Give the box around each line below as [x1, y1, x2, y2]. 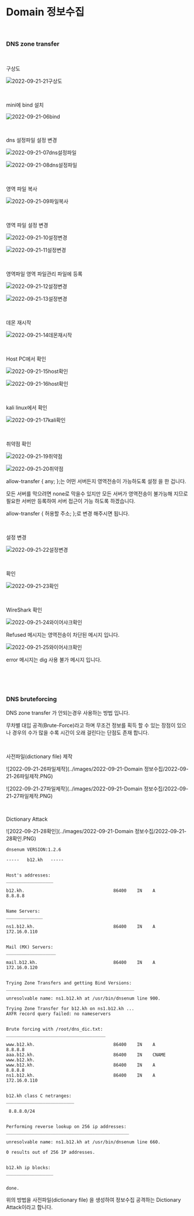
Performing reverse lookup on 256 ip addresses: [6, 1123, 127, 1129]
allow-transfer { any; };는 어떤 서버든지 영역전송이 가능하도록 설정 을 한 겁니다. [6, 478, 186, 485]
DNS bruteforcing [6, 695, 57, 704]
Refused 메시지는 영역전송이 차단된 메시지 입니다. [6, 631, 120, 638]
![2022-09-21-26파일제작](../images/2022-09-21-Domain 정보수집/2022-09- [6, 765, 189, 772]
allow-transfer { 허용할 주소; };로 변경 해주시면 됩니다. [6, 510, 130, 517]
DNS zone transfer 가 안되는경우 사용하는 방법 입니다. [6, 709, 130, 716]
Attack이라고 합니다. [6, 1203, 53, 1211]
